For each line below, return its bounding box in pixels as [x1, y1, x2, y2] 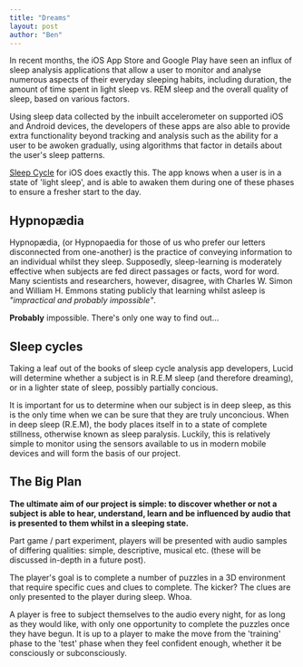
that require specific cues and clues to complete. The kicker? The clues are [9, 582, 291, 593]
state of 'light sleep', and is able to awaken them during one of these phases [9, 177, 295, 188]
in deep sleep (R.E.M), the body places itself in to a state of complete [9, 419, 268, 429]
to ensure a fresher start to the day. [9, 187, 142, 198]
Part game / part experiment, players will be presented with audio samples [9, 535, 288, 545]
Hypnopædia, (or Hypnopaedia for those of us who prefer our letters [9, 237, 266, 248]
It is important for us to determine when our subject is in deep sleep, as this [9, 400, 292, 410]
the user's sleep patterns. [9, 150, 106, 161]
